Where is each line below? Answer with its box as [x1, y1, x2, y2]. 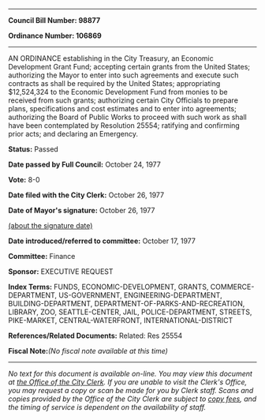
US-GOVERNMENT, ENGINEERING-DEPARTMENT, [58, 291, 222, 300]
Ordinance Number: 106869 [8, 31, 103, 40]
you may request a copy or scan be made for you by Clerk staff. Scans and [8, 386, 254, 395]
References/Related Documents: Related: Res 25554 [8, 331, 183, 340]
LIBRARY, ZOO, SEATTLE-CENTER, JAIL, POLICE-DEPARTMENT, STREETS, [8, 307, 252, 317]
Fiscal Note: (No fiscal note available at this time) [8, 347, 168, 355]
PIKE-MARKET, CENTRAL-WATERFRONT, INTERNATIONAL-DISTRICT [8, 316, 233, 324]
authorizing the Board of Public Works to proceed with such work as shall [8, 112, 247, 122]
